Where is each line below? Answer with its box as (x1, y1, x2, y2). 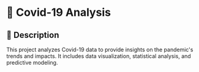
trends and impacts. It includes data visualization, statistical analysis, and (6, 52, 191, 60)
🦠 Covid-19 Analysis (6, 5, 111, 20)
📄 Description (6, 30, 59, 40)
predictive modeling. (6, 59, 58, 66)
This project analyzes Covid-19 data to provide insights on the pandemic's (6, 46, 193, 53)
